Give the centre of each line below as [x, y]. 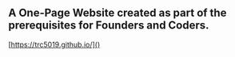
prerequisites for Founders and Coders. [109, 26]
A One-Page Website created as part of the [117, 13]
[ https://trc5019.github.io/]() [54, 44]
